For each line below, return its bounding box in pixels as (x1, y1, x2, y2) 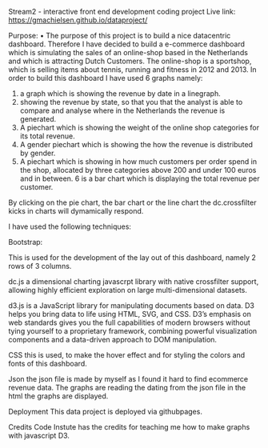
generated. (19, 114, 57, 123)
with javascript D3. (8, 431, 70, 440)
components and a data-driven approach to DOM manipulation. (8, 335, 218, 344)
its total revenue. (19, 131, 76, 141)
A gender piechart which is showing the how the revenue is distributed (19, 140, 254, 149)
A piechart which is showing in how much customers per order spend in (19, 157, 258, 166)
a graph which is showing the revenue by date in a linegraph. (19, 89, 222, 98)
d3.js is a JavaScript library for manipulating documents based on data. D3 (8, 301, 254, 310)
